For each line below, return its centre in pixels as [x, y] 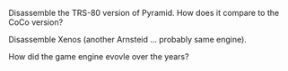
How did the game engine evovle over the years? [99, 56]
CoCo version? [36, 22]
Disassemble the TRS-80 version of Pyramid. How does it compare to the [144, 13]
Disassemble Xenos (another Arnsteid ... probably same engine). [128, 39]
